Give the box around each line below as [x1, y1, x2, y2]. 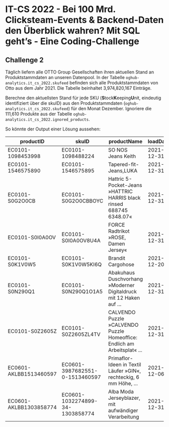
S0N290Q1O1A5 [61, 288, 103, 295]
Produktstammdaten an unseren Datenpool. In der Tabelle [5, 75, 125, 80]
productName [108, 138, 142, 145]
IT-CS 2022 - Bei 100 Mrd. [5, 4, 116, 15]
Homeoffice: [108, 334, 137, 341]
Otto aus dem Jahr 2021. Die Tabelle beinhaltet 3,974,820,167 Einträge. [5, 85, 152, 91]
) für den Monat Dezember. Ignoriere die [68, 106, 152, 111]
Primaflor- [108, 355, 133, 362]
